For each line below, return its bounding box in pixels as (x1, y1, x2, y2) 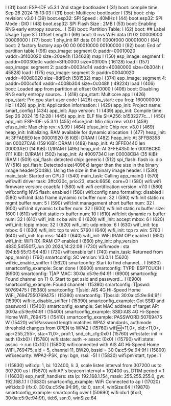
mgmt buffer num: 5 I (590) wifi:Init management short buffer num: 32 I (5, 200, 155, 206)
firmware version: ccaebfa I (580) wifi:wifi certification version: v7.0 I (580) (5, 184, 163, 190)
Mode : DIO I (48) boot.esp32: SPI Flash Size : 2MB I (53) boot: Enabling (5, 20, 157, 27)
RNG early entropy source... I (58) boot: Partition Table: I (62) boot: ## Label (5, 26, 165, 32)
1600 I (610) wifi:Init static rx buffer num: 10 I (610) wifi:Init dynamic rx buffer (5, 211, 166, 217)
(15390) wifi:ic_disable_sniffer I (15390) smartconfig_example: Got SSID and (5, 298, 165, 304)
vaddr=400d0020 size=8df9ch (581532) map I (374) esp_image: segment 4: (5, 75, 166, 81)
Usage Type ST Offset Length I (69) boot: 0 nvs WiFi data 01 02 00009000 (5, 32, 163, 37)
